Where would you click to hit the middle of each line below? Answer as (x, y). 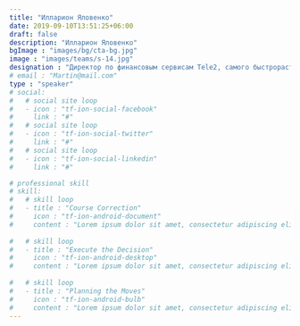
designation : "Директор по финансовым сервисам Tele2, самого (129, 68)
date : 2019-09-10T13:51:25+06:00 (71, 26)
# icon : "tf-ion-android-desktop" (83, 258)
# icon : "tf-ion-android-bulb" (77, 299)
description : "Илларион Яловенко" (74, 42)
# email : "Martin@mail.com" (63, 76)
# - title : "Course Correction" (75, 208)
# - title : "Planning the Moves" (77, 291)
